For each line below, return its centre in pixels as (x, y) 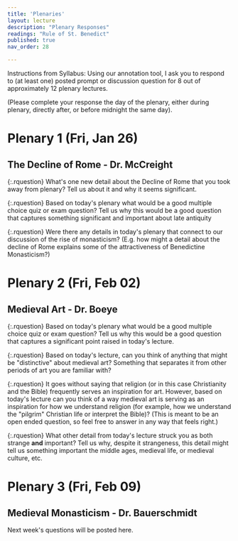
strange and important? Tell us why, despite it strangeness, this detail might (118, 443)
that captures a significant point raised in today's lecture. (91, 341)
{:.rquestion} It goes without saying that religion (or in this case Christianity (117, 384)
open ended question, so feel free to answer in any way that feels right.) (113, 422)
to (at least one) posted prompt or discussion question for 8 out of (104, 81)
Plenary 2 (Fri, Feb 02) (74, 283)
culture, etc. (25, 458)
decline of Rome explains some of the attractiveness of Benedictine (106, 247)
